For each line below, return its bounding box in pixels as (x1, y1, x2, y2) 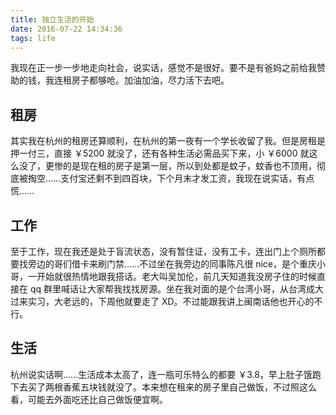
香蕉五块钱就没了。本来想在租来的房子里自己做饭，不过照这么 (62, 381, 317, 393)
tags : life (10, 33, 56, 43)
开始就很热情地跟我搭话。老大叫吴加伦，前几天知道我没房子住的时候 (36, 271, 317, 282)
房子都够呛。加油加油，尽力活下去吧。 (71, 74, 230, 86)
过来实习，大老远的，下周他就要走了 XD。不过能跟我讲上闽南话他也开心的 (10, 296, 315, 307)
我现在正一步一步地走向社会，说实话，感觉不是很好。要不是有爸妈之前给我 (10, 62, 317, 74)
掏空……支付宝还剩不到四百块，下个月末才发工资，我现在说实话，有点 (27, 172, 315, 185)
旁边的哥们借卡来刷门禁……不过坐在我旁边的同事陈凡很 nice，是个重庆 (27, 258, 317, 270)
